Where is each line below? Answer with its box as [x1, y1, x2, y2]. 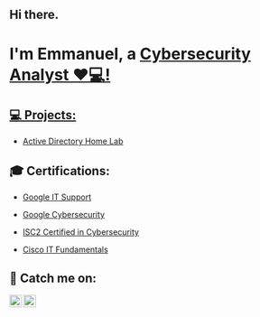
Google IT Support [22, 191, 92, 202]
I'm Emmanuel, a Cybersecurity [9, 43, 251, 64]
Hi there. [9, 7, 60, 23]
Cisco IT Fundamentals [22, 244, 108, 256]
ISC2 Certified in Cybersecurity [22, 227, 140, 238]
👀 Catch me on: [9, 270, 97, 285]
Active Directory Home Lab [22, 135, 124, 147]
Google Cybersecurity [22, 210, 106, 220]
